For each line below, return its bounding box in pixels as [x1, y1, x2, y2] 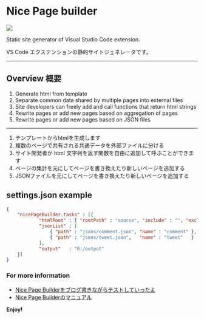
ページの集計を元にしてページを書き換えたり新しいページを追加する [15, 164, 185, 171]
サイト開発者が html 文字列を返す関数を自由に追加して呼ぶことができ [15, 149, 189, 156]
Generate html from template [15, 90, 88, 97]
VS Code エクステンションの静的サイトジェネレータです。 [6, 48, 152, 55]
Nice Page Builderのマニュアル [15, 293, 92, 301]
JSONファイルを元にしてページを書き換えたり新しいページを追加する [15, 172, 189, 179]
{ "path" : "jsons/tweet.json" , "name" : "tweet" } [49, 234, 194, 241]
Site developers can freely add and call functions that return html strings [15, 103, 197, 110]
